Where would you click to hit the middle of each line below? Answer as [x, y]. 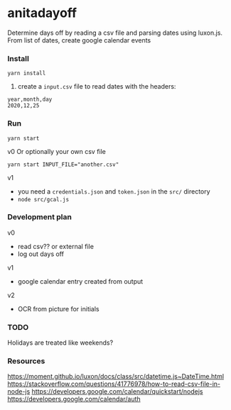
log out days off [41, 254]
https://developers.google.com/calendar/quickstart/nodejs [117, 392]
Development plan [40, 217]
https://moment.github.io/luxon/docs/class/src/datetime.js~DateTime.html [116, 377]
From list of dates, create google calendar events [79, 40]
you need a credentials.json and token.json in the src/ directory [114, 191]
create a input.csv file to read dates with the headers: [97, 87]
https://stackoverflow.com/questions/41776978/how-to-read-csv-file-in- [114, 384]
